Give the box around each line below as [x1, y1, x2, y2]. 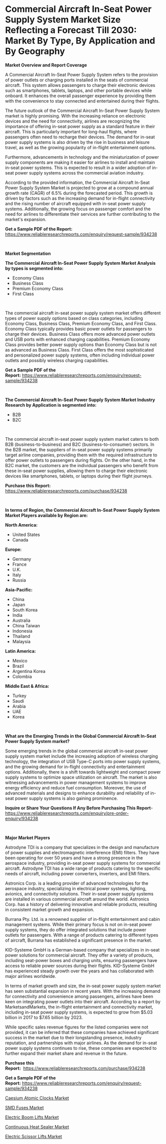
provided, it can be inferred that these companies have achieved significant [5, 1029, 159, 1035]
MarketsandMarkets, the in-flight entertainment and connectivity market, [5, 1004, 154, 1010]
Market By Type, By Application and [5, 35, 156, 47]
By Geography [5, 46, 65, 57]
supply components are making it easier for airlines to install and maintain [5, 159, 155, 165]
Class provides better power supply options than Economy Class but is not [5, 341, 157, 348]
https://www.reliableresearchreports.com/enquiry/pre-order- [5, 810, 129, 816]
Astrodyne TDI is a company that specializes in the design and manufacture [5, 844, 159, 850]
